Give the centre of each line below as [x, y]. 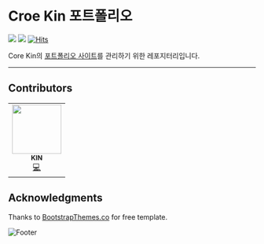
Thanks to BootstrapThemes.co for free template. [88, 216]
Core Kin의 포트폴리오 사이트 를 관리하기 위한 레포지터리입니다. [104, 55]
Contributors [40, 89]
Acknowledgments [56, 198]
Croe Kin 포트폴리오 [70, 16]
